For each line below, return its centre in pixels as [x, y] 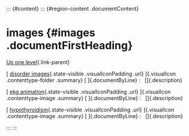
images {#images [51, 33]
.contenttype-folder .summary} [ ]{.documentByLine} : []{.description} [94, 80]
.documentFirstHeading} [70, 46]
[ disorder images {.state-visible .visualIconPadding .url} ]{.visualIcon [91, 74]
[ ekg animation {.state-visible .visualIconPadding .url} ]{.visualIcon [88, 92]
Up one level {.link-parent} [38, 62]
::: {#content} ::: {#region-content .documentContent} [73, 9]
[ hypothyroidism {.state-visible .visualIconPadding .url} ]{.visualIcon [90, 110]
